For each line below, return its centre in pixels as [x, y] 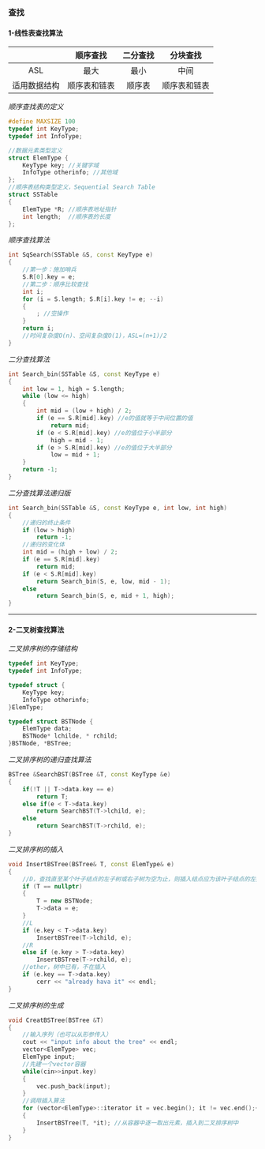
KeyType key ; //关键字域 [61, 165]
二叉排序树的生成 [36, 1005]
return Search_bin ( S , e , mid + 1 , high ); [106, 596]
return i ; [39, 329]
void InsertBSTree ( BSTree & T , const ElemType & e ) [91, 864]
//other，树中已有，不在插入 [64, 967]
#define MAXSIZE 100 [42, 122]
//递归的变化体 [44, 545]
